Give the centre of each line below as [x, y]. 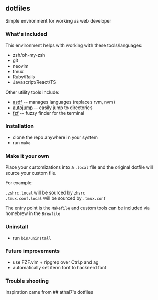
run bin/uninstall [32, 238]
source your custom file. [31, 173]
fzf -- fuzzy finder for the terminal [48, 113]
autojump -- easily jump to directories [52, 108]
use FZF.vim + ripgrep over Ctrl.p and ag [55, 262]
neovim [20, 66]
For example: [19, 183]
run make [21, 143]
